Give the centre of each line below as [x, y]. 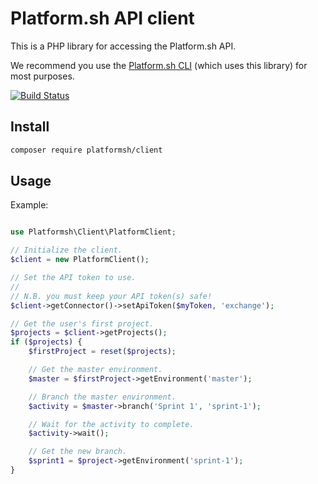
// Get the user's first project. [82, 323]
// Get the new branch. [78, 452]
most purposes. [42, 76]
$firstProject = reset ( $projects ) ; [102, 352]
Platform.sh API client [102, 18]
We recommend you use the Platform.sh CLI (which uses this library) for [159, 65]
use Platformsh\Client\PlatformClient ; [93, 232]
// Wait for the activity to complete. [111, 424]
